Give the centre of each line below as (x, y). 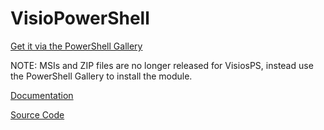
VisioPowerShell (80, 18)
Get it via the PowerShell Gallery (76, 46)
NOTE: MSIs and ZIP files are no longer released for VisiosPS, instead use (162, 65)
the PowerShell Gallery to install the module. (101, 76)
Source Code (37, 114)
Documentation (42, 95)
